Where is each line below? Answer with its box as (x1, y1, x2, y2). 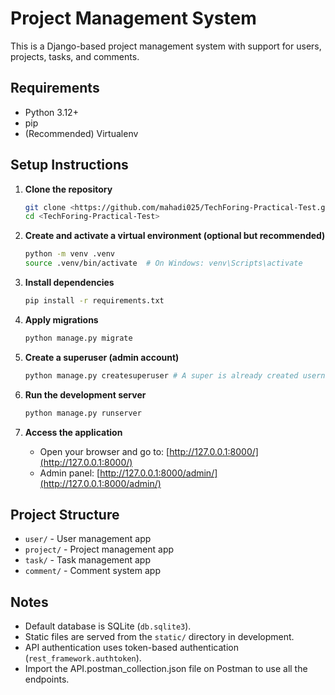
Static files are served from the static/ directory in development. (24, 631, 295, 643)
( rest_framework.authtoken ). (24, 652, 142, 664)
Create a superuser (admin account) (24, 351, 180, 363)
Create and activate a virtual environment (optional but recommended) (24, 230, 326, 242)
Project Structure (10, 506, 120, 523)
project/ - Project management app (24, 543, 175, 556)
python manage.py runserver (24, 408, 142, 418)
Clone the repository (24, 183, 113, 195)
